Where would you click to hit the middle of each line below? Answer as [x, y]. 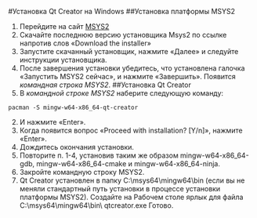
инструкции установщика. [63, 60]
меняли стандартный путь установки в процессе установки [120, 189]
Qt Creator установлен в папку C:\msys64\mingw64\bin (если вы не [132, 180]
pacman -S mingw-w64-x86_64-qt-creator [73, 107]
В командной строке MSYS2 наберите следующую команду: [121, 93]
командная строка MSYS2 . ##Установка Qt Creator [105, 85]
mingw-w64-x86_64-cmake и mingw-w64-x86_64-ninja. [128, 163]
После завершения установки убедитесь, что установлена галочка [132, 68]
